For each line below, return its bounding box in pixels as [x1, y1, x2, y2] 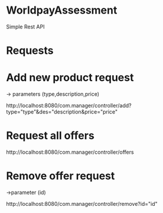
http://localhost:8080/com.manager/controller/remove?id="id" [6, 200, 158, 207]
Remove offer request [6, 169, 115, 183]
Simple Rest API [6, 23, 45, 30]
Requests [6, 44, 54, 57]
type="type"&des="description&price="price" [6, 108, 118, 115]
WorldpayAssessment [6, 4, 118, 17]
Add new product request [6, 71, 134, 85]
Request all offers [6, 129, 94, 143]
